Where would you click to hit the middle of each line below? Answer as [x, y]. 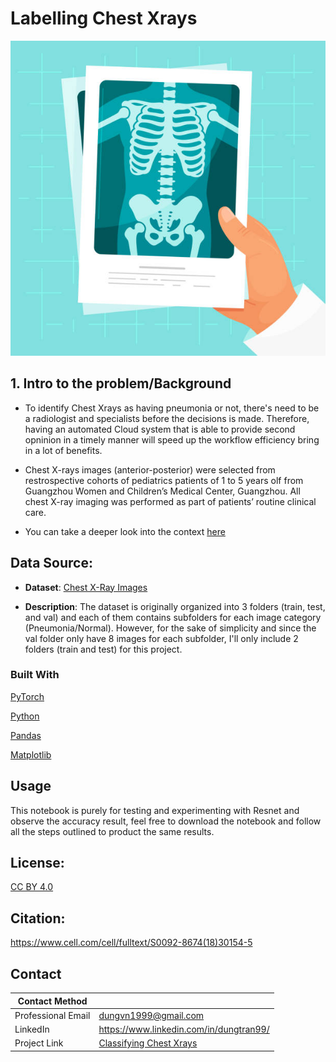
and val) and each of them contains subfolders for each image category [173, 617]
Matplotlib [31, 754]
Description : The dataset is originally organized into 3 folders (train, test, [175, 606]
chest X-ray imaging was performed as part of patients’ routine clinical [170, 501]
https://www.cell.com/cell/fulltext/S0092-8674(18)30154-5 [131, 943]
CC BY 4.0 [32, 887]
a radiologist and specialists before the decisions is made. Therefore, [167, 418]
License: [37, 863]
